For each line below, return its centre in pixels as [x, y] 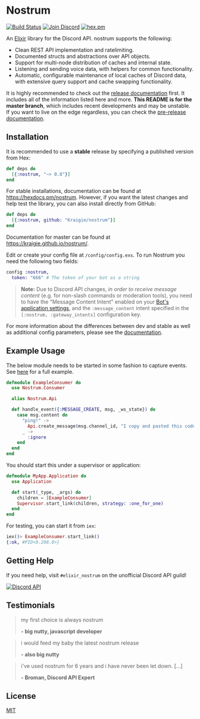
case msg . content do [42, 415]
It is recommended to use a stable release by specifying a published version [100, 151]
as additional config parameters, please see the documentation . [84, 332]
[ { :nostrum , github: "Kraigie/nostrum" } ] [64, 220]
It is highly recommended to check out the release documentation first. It [96, 93]
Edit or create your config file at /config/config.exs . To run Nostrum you [96, 255]
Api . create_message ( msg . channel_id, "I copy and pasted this [105, 426]
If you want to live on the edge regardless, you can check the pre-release [96, 112]
